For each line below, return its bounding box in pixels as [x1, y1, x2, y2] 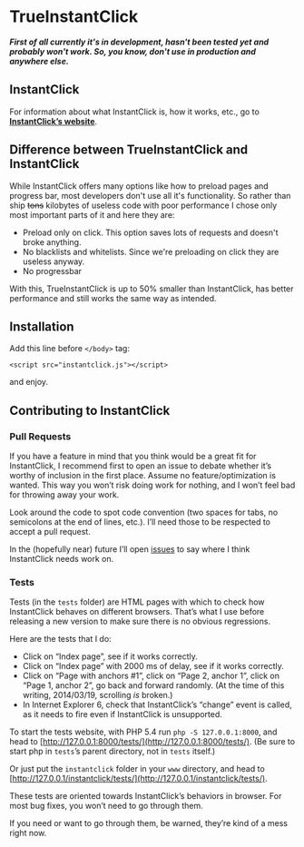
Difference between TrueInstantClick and [9, 143, 249, 158]
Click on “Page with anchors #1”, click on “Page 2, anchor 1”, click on [22, 670, 279, 682]
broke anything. [22, 236, 82, 247]
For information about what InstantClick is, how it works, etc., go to [9, 106, 260, 117]
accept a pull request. [9, 527, 91, 537]
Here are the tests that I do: [9, 634, 112, 645]
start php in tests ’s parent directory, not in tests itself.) [9, 746, 216, 757]
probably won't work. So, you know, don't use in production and [9, 45, 257, 56]
